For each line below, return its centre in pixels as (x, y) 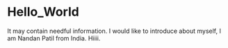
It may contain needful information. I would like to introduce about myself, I (114, 31)
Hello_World (43, 12)
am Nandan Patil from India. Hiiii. (54, 38)
